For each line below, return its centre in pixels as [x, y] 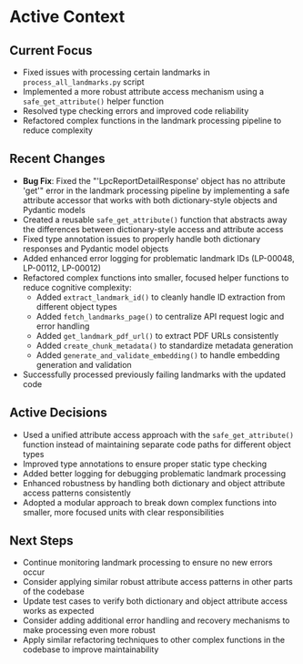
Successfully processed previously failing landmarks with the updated [154, 374]
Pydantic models [54, 209]
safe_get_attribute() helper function [93, 101]
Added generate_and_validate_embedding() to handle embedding [158, 355]
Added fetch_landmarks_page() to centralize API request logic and [160, 316]
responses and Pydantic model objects [96, 249]
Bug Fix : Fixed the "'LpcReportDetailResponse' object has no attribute [154, 180]
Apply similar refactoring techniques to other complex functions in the [153, 640]
